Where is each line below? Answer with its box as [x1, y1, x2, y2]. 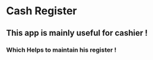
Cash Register [6, 4, 77, 18]
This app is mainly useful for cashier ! [6, 28, 148, 38]
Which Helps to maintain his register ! [6, 46, 117, 54]
